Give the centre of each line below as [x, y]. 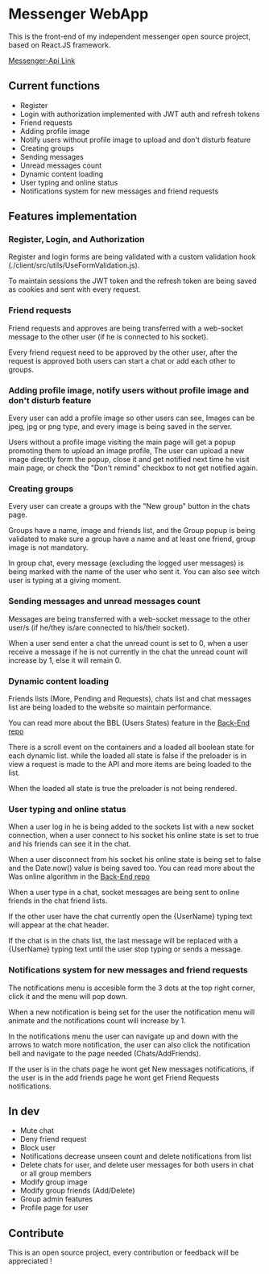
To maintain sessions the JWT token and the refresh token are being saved [132, 281]
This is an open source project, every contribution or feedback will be [124, 1253]
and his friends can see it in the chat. [70, 844]
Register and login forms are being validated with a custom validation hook [132, 257]
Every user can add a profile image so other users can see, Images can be [132, 418]
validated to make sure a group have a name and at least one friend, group [132, 539]
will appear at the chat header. [59, 925]
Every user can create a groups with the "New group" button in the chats [129, 506]
